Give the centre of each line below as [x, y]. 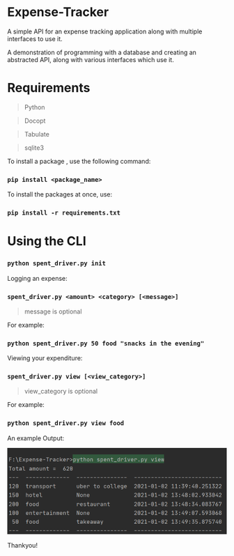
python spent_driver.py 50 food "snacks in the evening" [106, 343]
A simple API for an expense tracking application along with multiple [105, 31]
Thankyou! [23, 546]
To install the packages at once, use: [60, 194]
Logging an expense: [37, 278]
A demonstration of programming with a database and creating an [102, 52]
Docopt [35, 121]
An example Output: [36, 438]
